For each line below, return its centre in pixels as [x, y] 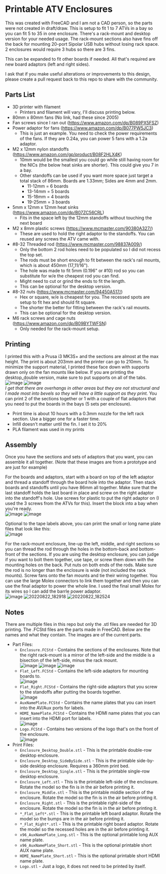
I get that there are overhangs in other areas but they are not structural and [83, 388]
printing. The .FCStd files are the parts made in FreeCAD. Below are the [78, 629]
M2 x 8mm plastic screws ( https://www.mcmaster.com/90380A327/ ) [83, 228]
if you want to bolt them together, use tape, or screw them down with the [80, 560]
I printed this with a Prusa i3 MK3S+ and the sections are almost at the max [82, 356]
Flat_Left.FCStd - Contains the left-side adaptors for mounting [84, 671]
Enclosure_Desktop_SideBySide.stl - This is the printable [78, 761]
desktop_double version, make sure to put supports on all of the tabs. [76, 377]
